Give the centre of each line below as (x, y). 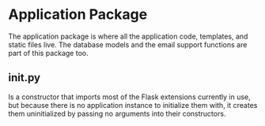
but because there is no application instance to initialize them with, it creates (133, 105)
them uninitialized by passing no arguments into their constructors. (117, 113)
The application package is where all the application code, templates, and (128, 36)
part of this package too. (48, 53)
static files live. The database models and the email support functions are (128, 44)
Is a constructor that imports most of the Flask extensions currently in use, (129, 97)
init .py (25, 78)
